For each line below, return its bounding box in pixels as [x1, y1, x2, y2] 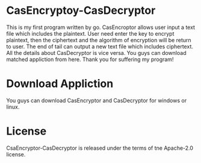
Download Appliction [6, 77, 114, 91]
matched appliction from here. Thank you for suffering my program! [6, 56, 174, 63]
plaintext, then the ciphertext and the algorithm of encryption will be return [6, 36, 191, 43]
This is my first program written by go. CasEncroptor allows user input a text [6, 24, 196, 31]
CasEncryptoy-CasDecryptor [6, 4, 156, 18]
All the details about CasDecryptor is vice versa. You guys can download [6, 49, 187, 56]
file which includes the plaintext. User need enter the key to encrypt [6, 30, 175, 37]
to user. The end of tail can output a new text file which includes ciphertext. [6, 43, 194, 50]
